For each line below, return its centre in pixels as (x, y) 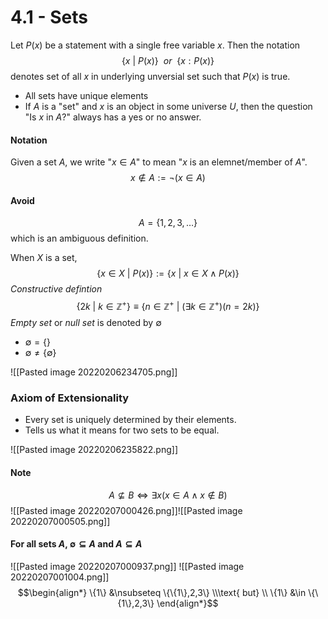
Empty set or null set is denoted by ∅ (86, 322)
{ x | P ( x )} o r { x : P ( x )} (168, 60)
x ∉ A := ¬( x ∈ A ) (168, 178)
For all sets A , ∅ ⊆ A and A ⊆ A (76, 544)
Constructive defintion (56, 289)
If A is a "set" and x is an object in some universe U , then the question (168, 106)
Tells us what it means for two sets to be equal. (122, 430)
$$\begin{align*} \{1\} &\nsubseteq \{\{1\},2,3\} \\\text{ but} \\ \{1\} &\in (162, 592)
